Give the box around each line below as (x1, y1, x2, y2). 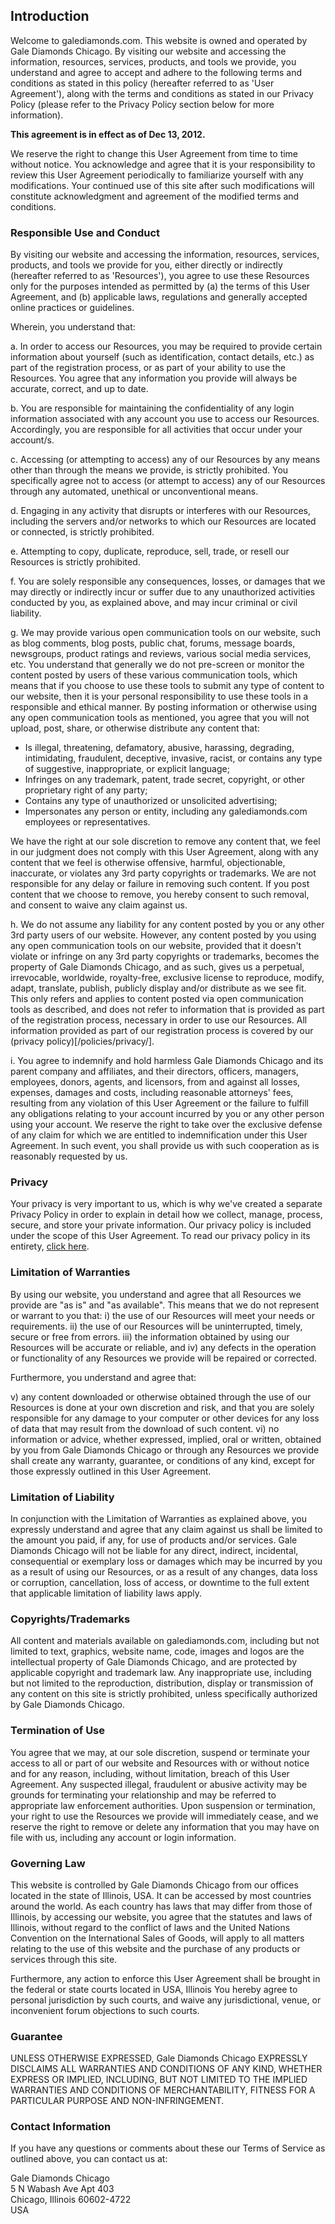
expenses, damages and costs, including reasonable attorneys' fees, (10, 1087, 294, 1099)
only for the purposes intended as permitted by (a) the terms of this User (10, 280, 311, 293)
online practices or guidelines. (10, 302, 135, 314)
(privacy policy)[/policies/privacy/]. (10, 1035, 155, 1048)
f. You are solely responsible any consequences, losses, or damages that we (10, 575, 326, 588)
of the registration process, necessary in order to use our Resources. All (10, 1014, 308, 1026)
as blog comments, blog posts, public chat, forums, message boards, (10, 637, 296, 649)
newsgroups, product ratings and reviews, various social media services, (10, 648, 312, 660)
